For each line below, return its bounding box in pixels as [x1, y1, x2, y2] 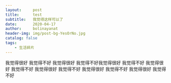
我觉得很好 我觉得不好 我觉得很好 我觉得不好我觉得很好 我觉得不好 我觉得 [5, 59, 159, 66]
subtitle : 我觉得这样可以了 [5, 17, 64, 22]
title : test [5, 12, 42, 17]
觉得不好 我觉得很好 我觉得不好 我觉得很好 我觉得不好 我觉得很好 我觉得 [15, 66, 166, 72]
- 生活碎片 [14, 45, 35, 50]
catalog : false [5, 36, 38, 41]
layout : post [5, 7, 42, 13]
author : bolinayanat [5, 26, 58, 31]
